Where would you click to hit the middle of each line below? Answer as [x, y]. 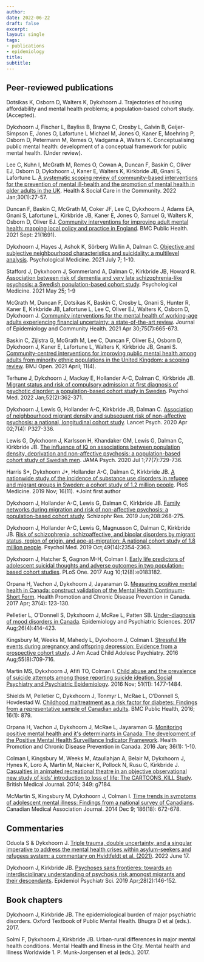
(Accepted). [21, 115]
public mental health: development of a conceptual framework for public [97, 146]
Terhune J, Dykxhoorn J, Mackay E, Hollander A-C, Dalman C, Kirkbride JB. [101, 378]
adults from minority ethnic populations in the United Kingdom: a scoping [98, 360]
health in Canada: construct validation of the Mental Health [80, 590]
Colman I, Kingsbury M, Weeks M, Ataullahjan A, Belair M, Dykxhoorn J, [96, 758]
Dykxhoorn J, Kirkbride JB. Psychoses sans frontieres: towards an [89, 868]
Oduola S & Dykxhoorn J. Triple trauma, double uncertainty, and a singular [99, 843]
